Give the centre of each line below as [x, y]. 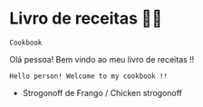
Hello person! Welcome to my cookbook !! [89, 76]
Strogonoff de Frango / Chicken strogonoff [102, 92]
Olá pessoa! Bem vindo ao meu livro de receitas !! [102, 59]
